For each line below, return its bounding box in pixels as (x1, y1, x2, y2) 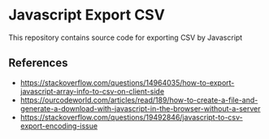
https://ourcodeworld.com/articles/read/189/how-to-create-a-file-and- (20, 95, 258, 105)
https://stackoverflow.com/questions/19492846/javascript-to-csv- (20, 112, 244, 122)
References (8, 56, 68, 70)
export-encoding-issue (20, 120, 98, 131)
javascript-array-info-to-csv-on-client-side (20, 86, 165, 96)
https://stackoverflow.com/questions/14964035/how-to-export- (20, 77, 235, 87)
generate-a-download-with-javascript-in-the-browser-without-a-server (20, 103, 262, 113)
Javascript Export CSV (8, 6, 165, 24)
